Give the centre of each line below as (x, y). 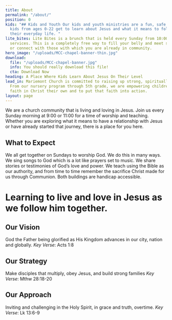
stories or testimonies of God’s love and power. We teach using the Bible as (85, 166)
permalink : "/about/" (28, 15)
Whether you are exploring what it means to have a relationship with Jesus (84, 121)
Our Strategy (26, 261)
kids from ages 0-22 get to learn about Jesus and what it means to (84, 29)
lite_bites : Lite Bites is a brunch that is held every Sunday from (80, 39)
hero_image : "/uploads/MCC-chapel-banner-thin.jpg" (61, 53)
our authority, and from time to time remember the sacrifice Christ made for (85, 172)
